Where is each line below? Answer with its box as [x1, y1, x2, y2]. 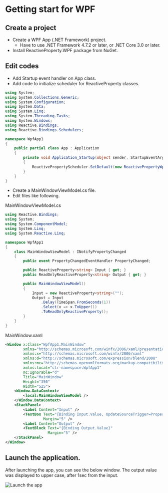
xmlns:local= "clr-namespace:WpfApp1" [23, 365, 101, 370]
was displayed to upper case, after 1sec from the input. [5, 472, 118, 478]
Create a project [5, 24, 56, 32]
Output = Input [31, 295, 64, 300]
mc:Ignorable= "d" [23, 370, 59, 375]
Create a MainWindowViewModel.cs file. [12, 187, 96, 193]
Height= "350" [23, 379, 50, 384]
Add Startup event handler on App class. [12, 75, 96, 81]
